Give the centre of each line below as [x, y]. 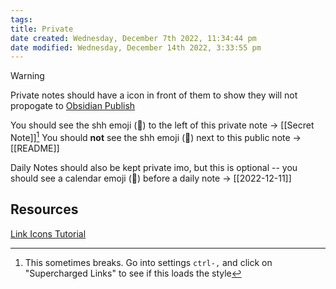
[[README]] [35, 148]
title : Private [42, 29]
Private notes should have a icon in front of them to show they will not [154, 95]
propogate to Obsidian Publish [73, 106]
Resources [44, 209]
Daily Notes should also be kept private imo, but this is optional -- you [154, 167]
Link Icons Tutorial [48, 233]
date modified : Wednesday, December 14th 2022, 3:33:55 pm [136, 47]
